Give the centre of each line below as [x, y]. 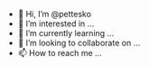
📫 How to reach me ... [60, 53]
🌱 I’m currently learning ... [66, 33]
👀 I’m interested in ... [56, 24]
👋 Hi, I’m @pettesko [55, 14]
